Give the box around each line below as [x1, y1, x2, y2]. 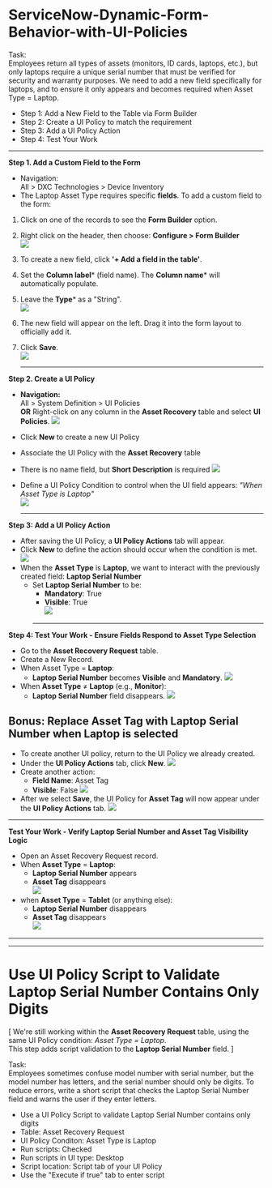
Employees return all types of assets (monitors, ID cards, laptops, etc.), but [8, 58, 258, 68]
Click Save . [19, 342, 59, 352]
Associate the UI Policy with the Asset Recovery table [19, 447, 201, 457]
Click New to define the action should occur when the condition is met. [19, 545, 257, 554]
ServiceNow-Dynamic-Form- [8, 6, 209, 24]
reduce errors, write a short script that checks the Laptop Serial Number [8, 1085, 249, 1095]
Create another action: [19, 767, 96, 776]
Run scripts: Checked [19, 1144, 92, 1154]
